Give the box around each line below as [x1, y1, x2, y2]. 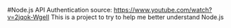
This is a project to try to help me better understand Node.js [51, 13, 224, 21]
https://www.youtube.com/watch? [113, 6, 213, 14]
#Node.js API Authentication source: [7, 6, 112, 14]
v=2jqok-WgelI [7, 13, 50, 21]
